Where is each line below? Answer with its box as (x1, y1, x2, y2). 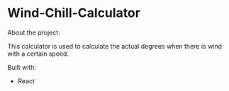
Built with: (7, 63, 37, 71)
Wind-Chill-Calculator (7, 5, 140, 21)
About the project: (7, 28, 60, 37)
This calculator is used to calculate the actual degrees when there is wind (7, 42, 222, 50)
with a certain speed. (7, 49, 69, 58)
